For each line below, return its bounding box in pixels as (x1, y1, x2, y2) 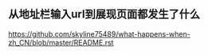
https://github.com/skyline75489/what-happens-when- (8, 29, 191, 38)
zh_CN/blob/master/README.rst (8, 37, 114, 47)
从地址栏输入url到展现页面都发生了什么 (8, 7, 201, 22)
